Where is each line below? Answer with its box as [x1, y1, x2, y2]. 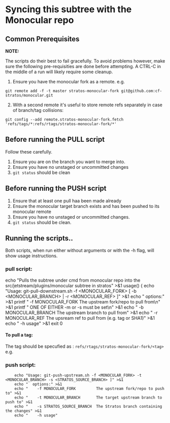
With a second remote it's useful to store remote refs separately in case [12, 102, 163, 108]
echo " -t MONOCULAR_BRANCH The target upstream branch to [14, 395, 162, 400]
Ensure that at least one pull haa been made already [12, 197, 122, 204]
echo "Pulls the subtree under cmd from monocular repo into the [5, 277, 141, 283]
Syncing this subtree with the [5, 4, 132, 15]
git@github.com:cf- [121, 88, 162, 94]
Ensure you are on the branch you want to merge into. [12, 159, 126, 165]
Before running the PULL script [5, 135, 105, 144]
